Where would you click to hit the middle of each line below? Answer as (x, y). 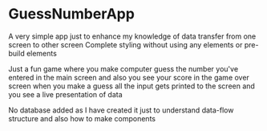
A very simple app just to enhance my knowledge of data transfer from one (132, 36)
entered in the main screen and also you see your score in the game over (129, 77)
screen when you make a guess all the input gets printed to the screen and (131, 86)
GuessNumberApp (71, 14)
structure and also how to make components (82, 118)
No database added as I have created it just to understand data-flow (121, 110)
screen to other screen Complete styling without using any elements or (125, 44)
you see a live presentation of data (65, 94)
